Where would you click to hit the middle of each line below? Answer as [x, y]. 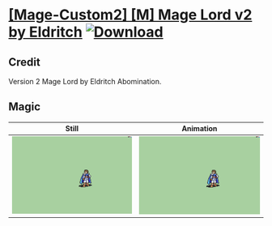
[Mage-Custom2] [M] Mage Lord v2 [130, 15]
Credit [24, 62]
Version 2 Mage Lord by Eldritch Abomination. [85, 81]
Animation [200, 129]
